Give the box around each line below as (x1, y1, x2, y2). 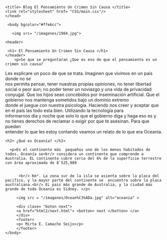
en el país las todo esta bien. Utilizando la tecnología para (5, 107, 124, 113)
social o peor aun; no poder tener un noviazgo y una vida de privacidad (5, 86, 152, 92)
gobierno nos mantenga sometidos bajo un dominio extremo (5, 97, 129, 102)
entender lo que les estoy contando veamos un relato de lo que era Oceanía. (5, 129, 163, 134)
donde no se (5, 75, 31, 81)
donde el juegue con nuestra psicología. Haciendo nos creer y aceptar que (5, 102, 159, 108)
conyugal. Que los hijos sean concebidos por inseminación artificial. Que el (5, 91, 160, 97)
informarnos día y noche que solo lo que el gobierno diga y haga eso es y (5, 113, 157, 118)
